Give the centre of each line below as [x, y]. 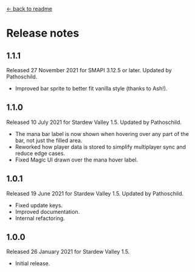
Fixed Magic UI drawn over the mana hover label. [77, 160]
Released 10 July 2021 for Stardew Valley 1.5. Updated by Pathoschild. [94, 122]
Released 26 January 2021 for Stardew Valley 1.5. [68, 252]
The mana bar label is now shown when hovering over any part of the [102, 134]
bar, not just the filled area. [49, 140]
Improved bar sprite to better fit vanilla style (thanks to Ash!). [91, 88]
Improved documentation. [47, 211]
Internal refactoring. [40, 218]
